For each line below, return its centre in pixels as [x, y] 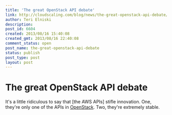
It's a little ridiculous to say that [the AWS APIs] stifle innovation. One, [79, 102]
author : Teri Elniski [28, 19]
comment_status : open [28, 43]
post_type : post [23, 57]
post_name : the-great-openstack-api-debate [52, 48]
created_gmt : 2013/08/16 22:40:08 [42, 39]
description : [19, 24]
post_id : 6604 [20, 29]
